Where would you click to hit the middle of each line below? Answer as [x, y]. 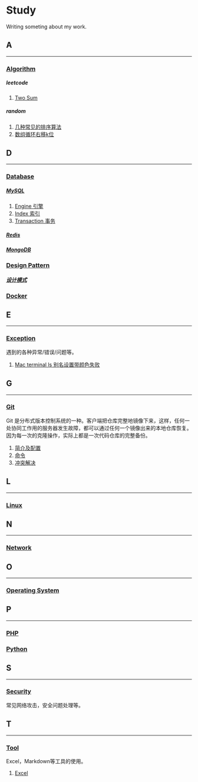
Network [19, 548]
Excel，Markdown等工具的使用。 [46, 761]
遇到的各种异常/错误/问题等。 [42, 352]
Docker [17, 295]
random [16, 111]
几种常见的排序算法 [38, 127]
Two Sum [26, 97]
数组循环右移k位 [34, 134]
